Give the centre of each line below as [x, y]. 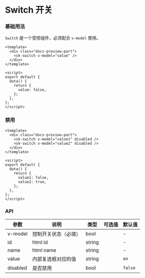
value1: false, [33, 178]
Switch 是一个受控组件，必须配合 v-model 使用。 [53, 38]
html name [44, 250]
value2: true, [32, 182]
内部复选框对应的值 [54, 259]
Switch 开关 [29, 10]
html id [40, 242]
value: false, [32, 90]
